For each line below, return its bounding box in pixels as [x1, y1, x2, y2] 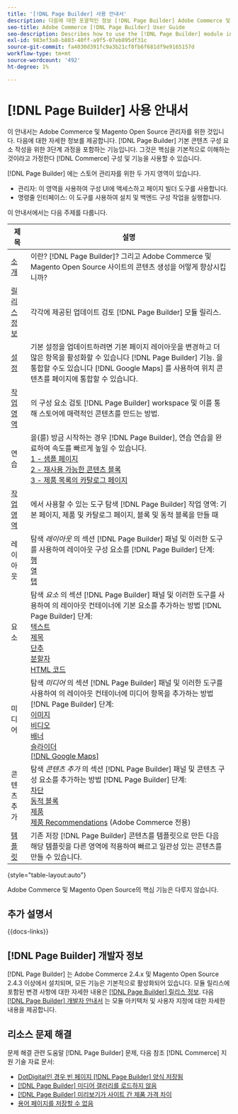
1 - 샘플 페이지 [30, 454, 79, 464]
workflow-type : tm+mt [7, 50, 72, 58]
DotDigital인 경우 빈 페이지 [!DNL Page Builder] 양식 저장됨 [17, 1073, 183, 1081]
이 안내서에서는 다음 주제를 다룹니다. [7, 208, 108, 217]
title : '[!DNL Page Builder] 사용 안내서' [7, 10, 127, 18]
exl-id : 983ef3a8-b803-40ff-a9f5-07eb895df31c [7, 37, 147, 44]
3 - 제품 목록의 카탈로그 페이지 [30, 475, 128, 485]
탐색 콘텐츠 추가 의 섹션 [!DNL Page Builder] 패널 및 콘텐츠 [30, 764, 217, 773]
